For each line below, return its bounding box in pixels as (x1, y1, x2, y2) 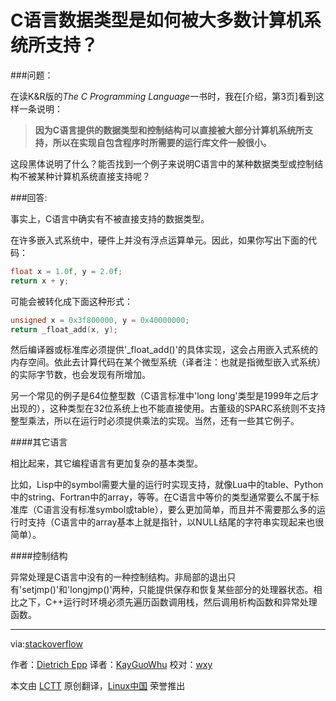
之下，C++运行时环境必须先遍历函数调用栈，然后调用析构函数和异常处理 (18, 596, 318, 608)
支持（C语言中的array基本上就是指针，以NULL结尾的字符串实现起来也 (27, 516, 316, 528)
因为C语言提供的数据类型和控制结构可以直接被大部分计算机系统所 (34, 124, 305, 136)
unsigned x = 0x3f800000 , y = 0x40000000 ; (10, 315, 190, 325)
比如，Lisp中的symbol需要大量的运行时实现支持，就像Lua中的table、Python (10, 479, 324, 491)
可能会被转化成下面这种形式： (10, 295, 133, 307)
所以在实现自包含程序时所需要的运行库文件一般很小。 (52, 136, 272, 148)
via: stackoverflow (10, 638, 83, 650)
